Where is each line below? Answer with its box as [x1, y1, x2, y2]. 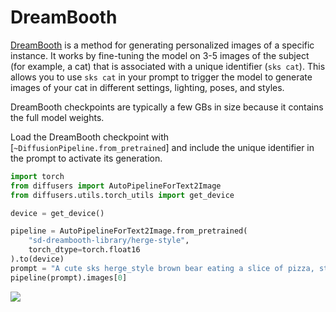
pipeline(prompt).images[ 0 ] [10, 272, 128, 283]
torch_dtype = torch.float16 [28, 245, 141, 255]
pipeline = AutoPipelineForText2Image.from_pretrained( [10, 226, 248, 236]
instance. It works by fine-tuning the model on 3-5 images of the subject [10, 49, 310, 61]
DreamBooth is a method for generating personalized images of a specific [10, 39, 315, 51]
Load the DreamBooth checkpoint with [10, 131, 170, 143]
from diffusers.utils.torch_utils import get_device [10, 190, 235, 200]
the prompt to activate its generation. [10, 152, 163, 164]
